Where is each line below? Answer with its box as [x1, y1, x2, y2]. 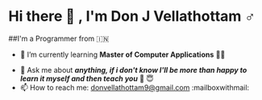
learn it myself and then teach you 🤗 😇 [19, 74, 155, 83]
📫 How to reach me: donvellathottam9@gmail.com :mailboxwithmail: [19, 82, 250, 92]
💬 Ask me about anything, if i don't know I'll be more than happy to [19, 65, 247, 74]
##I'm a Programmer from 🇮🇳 [8, 34, 110, 43]
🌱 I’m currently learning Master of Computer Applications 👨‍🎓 [19, 50, 226, 59]
